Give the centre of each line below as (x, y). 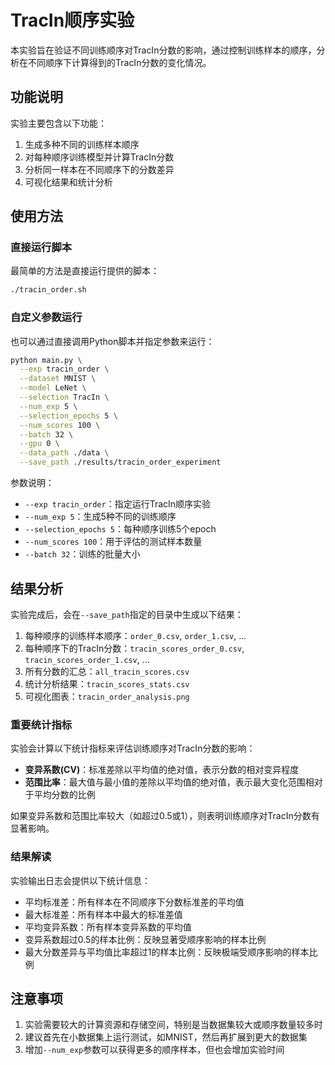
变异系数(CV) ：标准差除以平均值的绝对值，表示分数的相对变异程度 (162, 770)
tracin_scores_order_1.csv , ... (87, 659)
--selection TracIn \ (64, 397)
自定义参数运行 (46, 318)
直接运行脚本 (41, 248)
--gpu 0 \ (39, 444)
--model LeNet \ (53, 388)
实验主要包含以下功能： (58, 123)
